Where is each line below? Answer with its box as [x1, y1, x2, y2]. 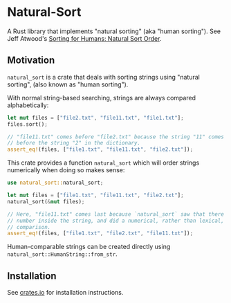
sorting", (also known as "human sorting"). [7, 80, 129, 89]
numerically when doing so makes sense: [7, 166, 125, 174]
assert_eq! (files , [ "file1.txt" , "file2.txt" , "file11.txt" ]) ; [7, 230, 194, 237]
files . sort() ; [7, 120, 48, 128]
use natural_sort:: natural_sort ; [7, 179, 104, 187]
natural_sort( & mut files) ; [7, 198, 85, 205]
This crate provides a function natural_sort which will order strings [7, 158, 200, 167]
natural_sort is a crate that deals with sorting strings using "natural [7, 73, 201, 81]
